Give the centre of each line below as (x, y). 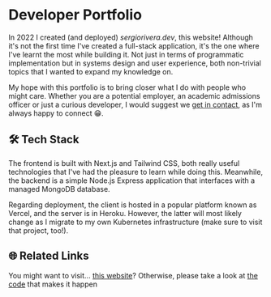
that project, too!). (39, 230)
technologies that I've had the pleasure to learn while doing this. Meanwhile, (136, 172)
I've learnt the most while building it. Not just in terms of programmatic (126, 54)
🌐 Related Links (49, 256)
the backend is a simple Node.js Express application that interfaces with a (132, 180)
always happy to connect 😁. (56, 113)
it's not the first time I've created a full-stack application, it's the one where (134, 45)
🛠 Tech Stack (44, 140)
